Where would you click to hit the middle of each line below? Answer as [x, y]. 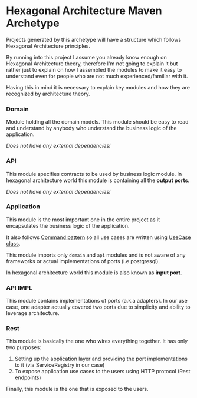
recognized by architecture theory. [48, 94]
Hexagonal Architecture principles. [48, 46]
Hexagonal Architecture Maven [84, 11]
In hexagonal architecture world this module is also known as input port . [94, 273]
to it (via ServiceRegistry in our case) [60, 365]
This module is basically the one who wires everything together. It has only [97, 341]
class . [13, 243]
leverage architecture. [33, 313]
